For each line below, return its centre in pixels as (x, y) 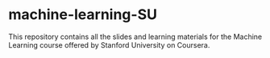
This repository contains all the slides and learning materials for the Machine (135, 37)
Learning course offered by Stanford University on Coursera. (109, 44)
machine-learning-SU (83, 15)
